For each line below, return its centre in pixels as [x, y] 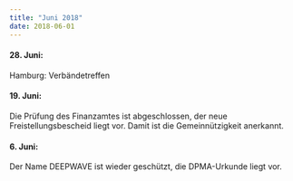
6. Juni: [24, 147]
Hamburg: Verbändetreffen [60, 75]
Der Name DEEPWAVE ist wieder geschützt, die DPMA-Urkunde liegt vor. [146, 167]
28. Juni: [26, 55]
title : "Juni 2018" [46, 18]
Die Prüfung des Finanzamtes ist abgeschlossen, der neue [119, 116]
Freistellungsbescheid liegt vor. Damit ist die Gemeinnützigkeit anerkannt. [146, 125]
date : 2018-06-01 [42, 26]
